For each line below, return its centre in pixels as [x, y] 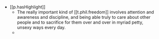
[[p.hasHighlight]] [27, 7]
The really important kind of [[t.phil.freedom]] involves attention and [85, 12]
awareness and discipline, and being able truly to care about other [84, 17]
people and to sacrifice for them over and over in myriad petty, [80, 22]
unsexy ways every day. [41, 27]
